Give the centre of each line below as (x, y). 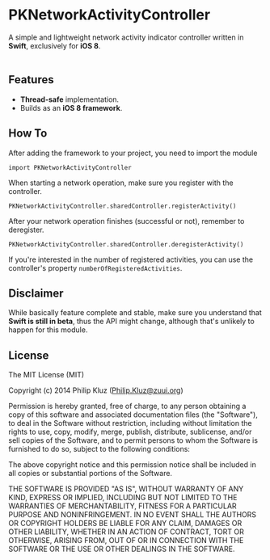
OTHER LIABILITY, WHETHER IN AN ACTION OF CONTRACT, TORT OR (126, 532)
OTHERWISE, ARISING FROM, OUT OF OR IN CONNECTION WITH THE (126, 541)
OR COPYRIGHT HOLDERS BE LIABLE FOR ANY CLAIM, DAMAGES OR (125, 524)
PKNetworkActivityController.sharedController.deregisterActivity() (126, 244)
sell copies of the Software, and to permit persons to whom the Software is (133, 440)
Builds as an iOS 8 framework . (71, 107)
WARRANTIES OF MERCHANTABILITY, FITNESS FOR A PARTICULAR (122, 506)
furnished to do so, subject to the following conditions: (99, 449)
